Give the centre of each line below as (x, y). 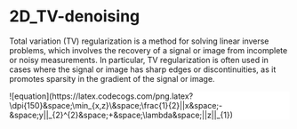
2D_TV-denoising (75, 16)
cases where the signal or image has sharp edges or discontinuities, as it (143, 69)
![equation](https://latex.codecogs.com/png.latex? (101, 96)
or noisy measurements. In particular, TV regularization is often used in (139, 60)
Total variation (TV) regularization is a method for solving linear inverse (139, 41)
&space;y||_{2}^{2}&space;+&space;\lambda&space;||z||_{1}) (121, 115)
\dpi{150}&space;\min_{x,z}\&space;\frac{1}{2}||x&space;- (116, 105)
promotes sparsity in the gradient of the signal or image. (112, 78)
